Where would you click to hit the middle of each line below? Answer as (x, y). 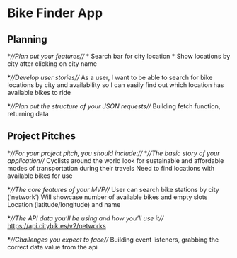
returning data (28, 114)
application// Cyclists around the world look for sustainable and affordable (116, 160)
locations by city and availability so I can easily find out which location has (116, 85)
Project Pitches (42, 136)
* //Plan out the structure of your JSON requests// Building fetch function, (114, 106)
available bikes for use (40, 176)
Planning (27, 39)
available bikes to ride (39, 92)
